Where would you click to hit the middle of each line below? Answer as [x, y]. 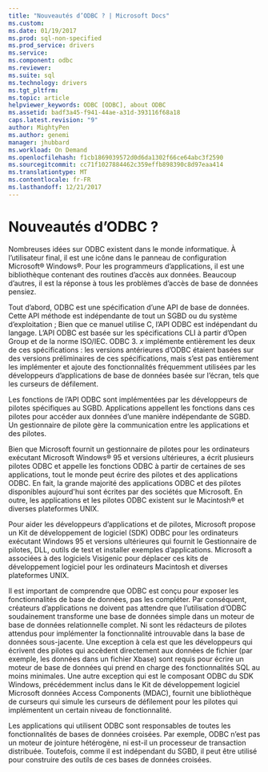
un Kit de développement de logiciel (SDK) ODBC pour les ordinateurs [123, 532]
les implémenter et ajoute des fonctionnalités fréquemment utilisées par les [132, 366]
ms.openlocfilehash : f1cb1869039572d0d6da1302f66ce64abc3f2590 [116, 157]
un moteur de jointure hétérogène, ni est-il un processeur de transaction [127, 742]
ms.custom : [26, 23]
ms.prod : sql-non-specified [55, 38]
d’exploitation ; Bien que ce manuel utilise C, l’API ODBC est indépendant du [133, 324]
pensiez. [22, 291]
